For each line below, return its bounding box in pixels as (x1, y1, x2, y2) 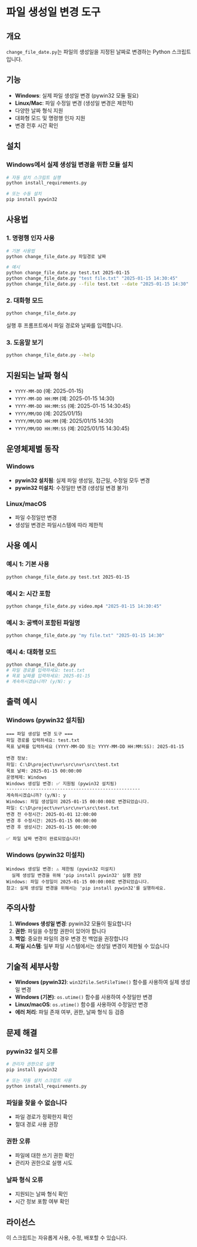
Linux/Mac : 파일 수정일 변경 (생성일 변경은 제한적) (14, 99, 134, 107)
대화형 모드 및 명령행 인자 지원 (14, 114, 86, 122)
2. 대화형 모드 (6, 296, 44, 304)
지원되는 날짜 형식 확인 (14, 1190, 68, 1198)
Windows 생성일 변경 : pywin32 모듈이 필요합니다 (14, 920, 132, 927)
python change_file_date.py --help (6, 352, 95, 358)
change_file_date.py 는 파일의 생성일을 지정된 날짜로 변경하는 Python (6, 49, 171, 55)
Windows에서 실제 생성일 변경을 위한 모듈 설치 (6, 161, 134, 169)
